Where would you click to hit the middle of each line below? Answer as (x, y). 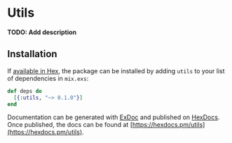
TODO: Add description (42, 32)
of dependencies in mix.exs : (48, 78)
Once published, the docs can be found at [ (70, 125)
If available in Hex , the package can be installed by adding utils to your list (116, 70)
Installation (32, 54)
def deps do (25, 91)
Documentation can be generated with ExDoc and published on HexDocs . (114, 117)
